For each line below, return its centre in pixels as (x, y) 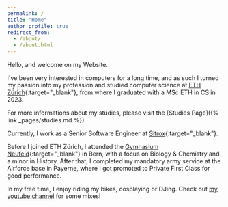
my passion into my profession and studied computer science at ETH (104, 85)
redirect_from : (29, 32)
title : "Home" (27, 20)
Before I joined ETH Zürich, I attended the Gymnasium (83, 147)
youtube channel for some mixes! (54, 196)
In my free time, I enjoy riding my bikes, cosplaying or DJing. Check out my (113, 189)
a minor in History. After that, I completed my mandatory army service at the (114, 161)
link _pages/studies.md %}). (47, 120)
